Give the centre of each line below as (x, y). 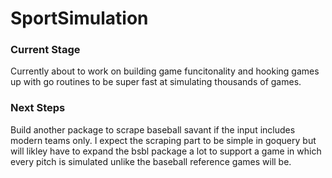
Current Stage (45, 50)
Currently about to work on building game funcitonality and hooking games (165, 71)
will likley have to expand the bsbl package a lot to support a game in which (166, 151)
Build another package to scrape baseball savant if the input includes (153, 129)
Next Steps (38, 108)
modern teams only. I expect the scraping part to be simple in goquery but (163, 140)
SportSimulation (79, 18)
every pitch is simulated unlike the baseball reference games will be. (151, 161)
